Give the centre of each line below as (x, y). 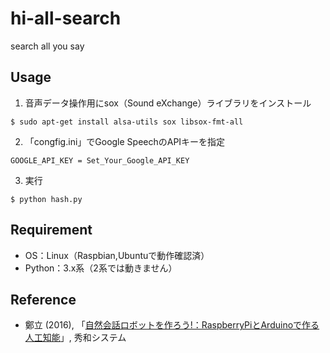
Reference (43, 299)
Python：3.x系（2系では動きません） (101, 268)
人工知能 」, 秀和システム (75, 338)
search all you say (47, 46)
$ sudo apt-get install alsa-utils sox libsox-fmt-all (127, 122)
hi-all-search (66, 18)
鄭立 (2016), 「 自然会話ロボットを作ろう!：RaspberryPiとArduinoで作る (172, 325)
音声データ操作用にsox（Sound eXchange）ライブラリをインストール (168, 103)
